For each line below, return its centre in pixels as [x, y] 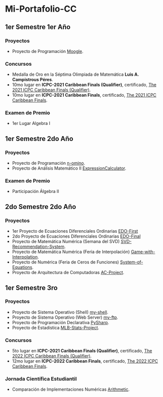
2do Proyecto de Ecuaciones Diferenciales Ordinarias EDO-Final [76, 236]
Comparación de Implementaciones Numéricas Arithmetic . [71, 389]
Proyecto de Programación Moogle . [48, 51]
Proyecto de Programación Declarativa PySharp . [61, 322]
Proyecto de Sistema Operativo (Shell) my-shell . [60, 312]
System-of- [132, 262]
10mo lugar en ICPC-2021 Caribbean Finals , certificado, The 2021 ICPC [84, 95]
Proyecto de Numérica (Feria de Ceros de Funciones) [65, 262]
